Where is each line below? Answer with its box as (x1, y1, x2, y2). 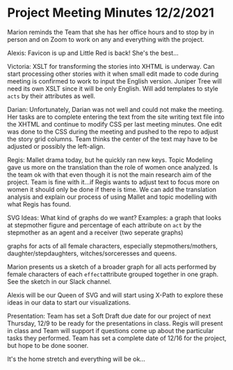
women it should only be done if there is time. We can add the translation (7, 185, 217, 193)
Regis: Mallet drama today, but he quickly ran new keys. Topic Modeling (7, 155, 214, 164)
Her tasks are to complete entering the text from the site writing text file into (7, 113, 225, 121)
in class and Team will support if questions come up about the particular (7, 326, 214, 335)
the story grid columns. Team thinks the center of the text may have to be (7, 134, 218, 143)
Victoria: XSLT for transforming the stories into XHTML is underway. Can (7, 62, 215, 70)
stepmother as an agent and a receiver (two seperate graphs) (7, 228, 184, 236)
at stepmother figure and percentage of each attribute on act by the (7, 220, 202, 229)
